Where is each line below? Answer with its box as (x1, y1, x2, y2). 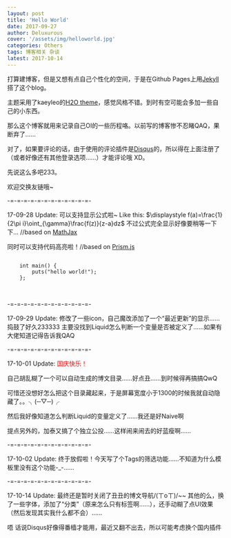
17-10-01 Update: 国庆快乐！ (7, 359, 88, 368)
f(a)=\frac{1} (187, 210, 223, 219)
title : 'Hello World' (7, 17, 70, 23)
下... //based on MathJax (7, 228, 78, 236)
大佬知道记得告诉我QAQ (7, 331, 75, 339)
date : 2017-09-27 (7, 23, 57, 30)
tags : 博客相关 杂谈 (7, 49, 60, 56)
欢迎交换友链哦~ (7, 182, 54, 190)
